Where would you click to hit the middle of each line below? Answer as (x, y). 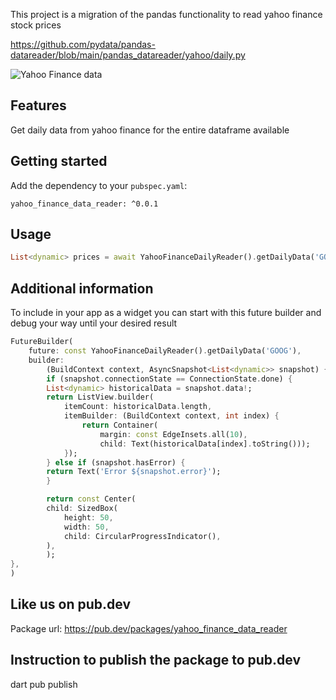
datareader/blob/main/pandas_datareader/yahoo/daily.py (128, 55)
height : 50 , (88, 517)
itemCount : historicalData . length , (138, 407)
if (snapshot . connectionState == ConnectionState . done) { (169, 379)
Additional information (82, 288)
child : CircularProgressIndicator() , (142, 536)
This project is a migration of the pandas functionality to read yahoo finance (166, 14)
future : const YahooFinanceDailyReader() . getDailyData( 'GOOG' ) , (165, 351)
